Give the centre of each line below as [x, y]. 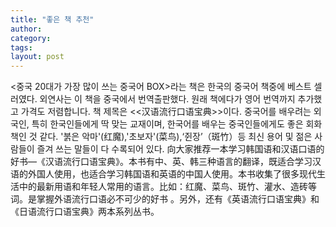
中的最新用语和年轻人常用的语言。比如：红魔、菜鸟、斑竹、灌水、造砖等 [167, 187]
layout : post [37, 57]
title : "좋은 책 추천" [52, 19]
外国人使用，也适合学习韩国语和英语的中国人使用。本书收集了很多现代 [172, 174]
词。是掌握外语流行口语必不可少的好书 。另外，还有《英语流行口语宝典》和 [165, 199]
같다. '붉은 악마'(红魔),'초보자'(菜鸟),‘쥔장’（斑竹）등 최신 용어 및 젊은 [176, 137]
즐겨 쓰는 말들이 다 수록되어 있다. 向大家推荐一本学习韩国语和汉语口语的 [180, 149]
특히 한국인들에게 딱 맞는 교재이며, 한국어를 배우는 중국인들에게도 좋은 [167, 124]
